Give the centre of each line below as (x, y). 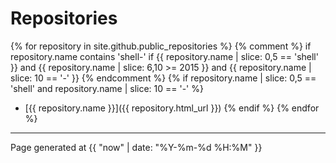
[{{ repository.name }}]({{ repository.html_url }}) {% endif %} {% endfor (172, 108)
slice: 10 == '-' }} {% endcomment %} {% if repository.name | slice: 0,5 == (163, 78)
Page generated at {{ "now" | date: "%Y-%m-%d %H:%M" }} (136, 147)
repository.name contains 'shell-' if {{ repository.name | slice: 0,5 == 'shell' (164, 56)
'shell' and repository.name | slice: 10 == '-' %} (107, 88)
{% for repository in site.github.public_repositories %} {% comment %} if (161, 46)
